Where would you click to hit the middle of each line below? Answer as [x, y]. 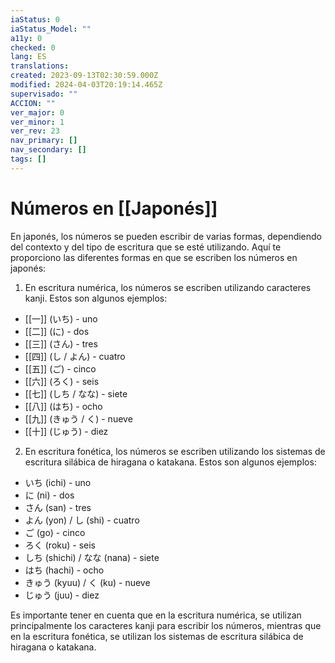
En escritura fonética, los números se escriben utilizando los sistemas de [175, 451]
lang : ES [28, 57]
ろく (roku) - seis [60, 545]
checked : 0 [33, 47]
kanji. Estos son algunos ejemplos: [96, 298]
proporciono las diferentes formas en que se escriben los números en [154, 257]
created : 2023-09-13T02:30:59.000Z [84, 76]
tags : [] [28, 159]
